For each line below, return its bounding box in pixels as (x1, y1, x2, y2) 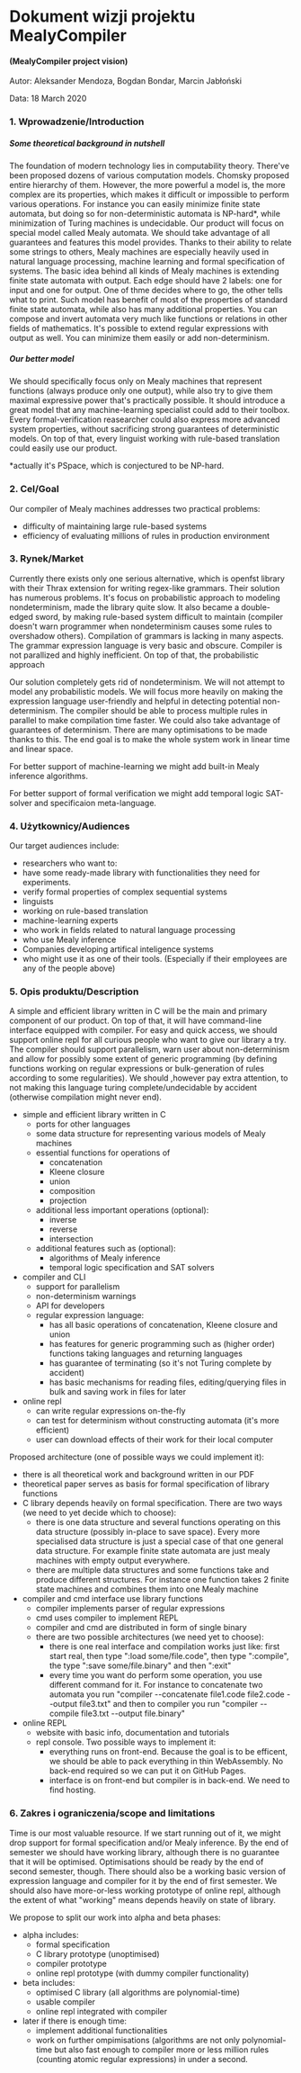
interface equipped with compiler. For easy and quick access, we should (9, 1025, 278, 1036)
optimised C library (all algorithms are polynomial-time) (35, 1987, 241, 1997)
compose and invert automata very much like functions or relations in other (9, 313, 288, 325)
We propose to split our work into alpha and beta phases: (9, 1912, 222, 1923)
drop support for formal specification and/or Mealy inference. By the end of (9, 1837, 289, 1848)
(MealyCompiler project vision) (9, 56, 128, 67)
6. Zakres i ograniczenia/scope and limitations (9, 1807, 216, 1819)
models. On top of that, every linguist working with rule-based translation (9, 434, 280, 444)
